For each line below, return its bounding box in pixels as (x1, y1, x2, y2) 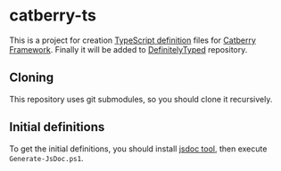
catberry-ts (9, 5, 96, 26)
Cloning (9, 70, 54, 85)
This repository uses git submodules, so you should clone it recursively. (9, 94, 273, 104)
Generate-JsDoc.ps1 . (9, 152, 84, 163)
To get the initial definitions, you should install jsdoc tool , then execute (9, 143, 268, 154)
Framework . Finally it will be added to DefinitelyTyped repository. (9, 44, 248, 54)
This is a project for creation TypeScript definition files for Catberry (9, 35, 257, 45)
